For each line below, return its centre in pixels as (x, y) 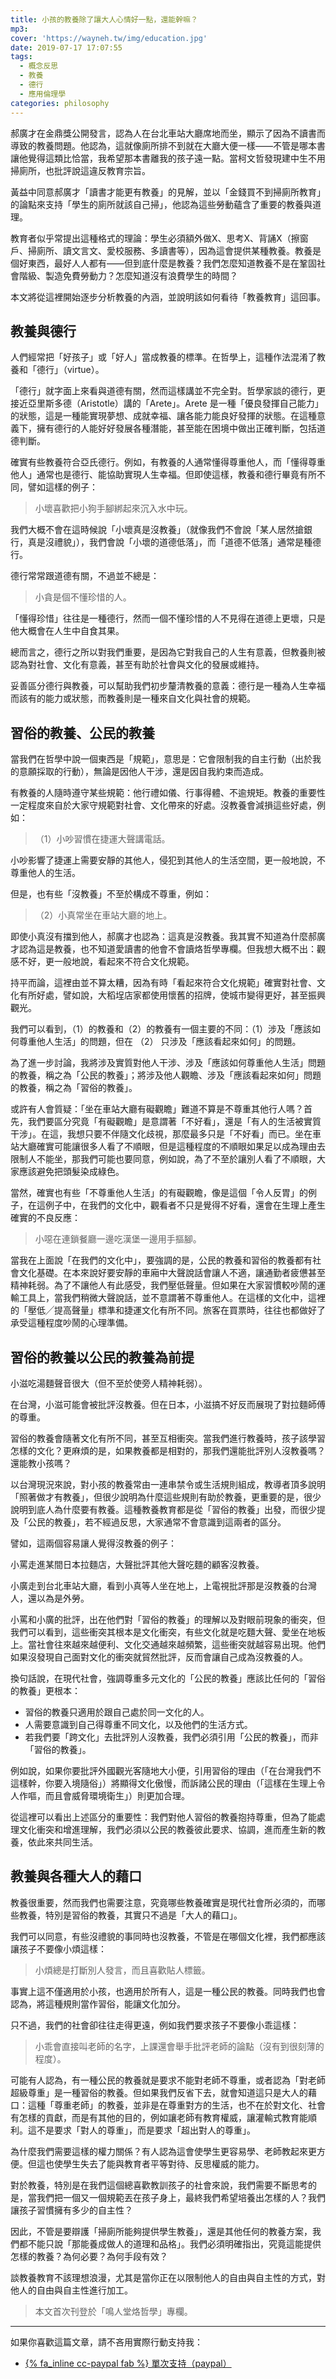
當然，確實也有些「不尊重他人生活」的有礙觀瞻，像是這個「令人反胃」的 (159, 1193)
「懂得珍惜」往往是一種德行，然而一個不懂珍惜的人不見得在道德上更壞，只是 (168, 618)
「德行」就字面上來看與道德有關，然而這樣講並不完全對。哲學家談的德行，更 (168, 391)
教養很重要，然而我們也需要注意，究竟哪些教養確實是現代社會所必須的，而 (163, 1902)
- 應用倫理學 (43, 94)
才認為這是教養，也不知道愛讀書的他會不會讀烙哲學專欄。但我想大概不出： (163, 949)
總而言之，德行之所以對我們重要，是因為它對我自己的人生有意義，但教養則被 (168, 652)
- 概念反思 (39, 66)
